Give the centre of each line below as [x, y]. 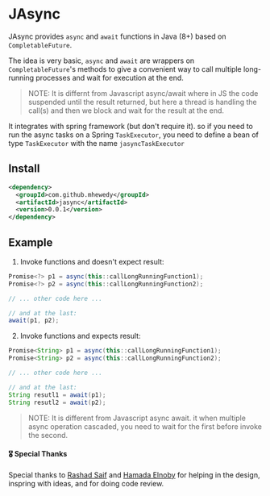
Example [31, 242]
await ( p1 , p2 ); [34, 321]
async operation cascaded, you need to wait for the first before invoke [145, 426]
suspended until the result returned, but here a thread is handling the [143, 102]
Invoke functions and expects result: [80, 336]
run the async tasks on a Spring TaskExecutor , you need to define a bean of [134, 135]
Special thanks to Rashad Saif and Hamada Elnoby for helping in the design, [134, 475]
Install [24, 169]
